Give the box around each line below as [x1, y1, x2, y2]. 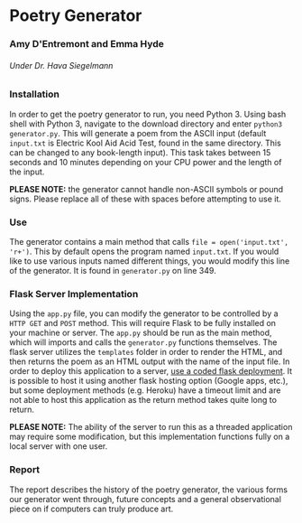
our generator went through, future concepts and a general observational [9, 493, 282, 504]
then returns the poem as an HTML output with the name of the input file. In [9, 356, 290, 367]
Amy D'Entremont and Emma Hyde [9, 38, 165, 51]
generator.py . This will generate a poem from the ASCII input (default [9, 127, 267, 138]
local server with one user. [9, 441, 108, 452]
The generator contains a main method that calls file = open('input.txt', [9, 236, 288, 247]
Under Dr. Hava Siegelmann [9, 60, 114, 70]
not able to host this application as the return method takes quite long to [9, 395, 278, 406]
